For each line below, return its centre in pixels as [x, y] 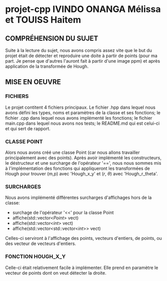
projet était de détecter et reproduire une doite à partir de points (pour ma [81, 56]
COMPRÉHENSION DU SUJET [52, 38]
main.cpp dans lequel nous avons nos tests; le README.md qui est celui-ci [82, 123]
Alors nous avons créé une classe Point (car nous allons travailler [72, 152]
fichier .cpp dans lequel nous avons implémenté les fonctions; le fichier [79, 118]
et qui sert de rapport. [28, 128]
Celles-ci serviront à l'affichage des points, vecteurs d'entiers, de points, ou [83, 238]
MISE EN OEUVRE [33, 82]
